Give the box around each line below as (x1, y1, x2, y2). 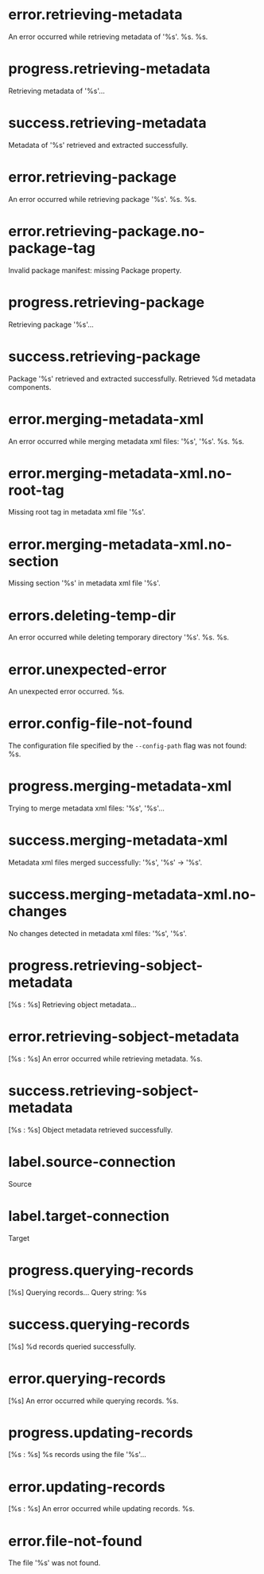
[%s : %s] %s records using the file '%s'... (8, 1450, 147, 1459)
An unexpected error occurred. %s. (8, 686, 125, 697)
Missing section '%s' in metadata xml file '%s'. (8, 578, 161, 588)
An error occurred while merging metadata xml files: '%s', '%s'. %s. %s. (8, 436, 245, 446)
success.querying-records (8, 1315, 190, 1333)
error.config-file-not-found (8, 714, 193, 733)
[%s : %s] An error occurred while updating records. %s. (8, 1504, 195, 1514)
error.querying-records (8, 1370, 166, 1387)
